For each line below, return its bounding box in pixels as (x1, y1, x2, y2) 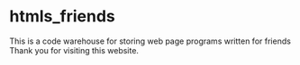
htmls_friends (9, 6, 115, 27)
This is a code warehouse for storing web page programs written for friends (9, 36, 291, 46)
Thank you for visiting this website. (9, 45, 140, 55)
